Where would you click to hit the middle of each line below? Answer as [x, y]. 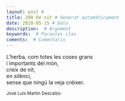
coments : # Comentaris [36, 40]
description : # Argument [38, 29]
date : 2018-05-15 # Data [37, 23]
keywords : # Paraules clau [41, 34]
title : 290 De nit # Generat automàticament [63, 17]
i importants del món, [32, 63]
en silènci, [19, 76]
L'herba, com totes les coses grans [50, 57]
